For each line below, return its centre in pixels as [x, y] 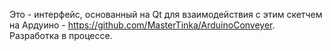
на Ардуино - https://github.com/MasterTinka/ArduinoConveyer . [142, 25]
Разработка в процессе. [61, 35]
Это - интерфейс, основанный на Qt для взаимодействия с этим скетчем [166, 14]
